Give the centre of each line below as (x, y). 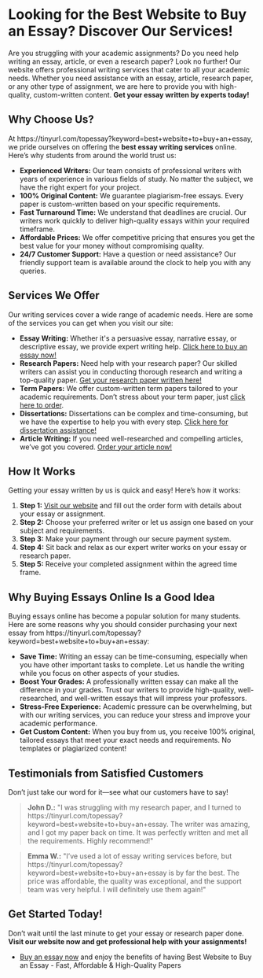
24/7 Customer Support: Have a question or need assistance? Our (128, 254)
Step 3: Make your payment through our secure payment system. (125, 539)
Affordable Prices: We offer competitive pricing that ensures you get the (137, 237)
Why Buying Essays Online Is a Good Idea (111, 597)
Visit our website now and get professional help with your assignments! (128, 941)
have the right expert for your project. (80, 187)
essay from (26, 633)
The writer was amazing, (210, 824)
